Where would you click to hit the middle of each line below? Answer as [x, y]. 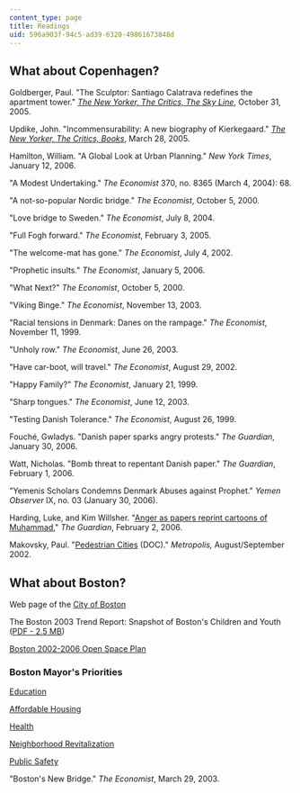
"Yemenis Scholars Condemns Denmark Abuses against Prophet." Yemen [145, 491]
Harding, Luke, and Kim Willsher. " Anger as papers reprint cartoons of [138, 518]
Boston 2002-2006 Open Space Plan [78, 649]
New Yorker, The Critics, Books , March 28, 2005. [100, 139]
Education [28, 692]
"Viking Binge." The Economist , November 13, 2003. [106, 305]
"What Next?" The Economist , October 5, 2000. [97, 288]
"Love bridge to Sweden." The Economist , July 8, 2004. [112, 218]
